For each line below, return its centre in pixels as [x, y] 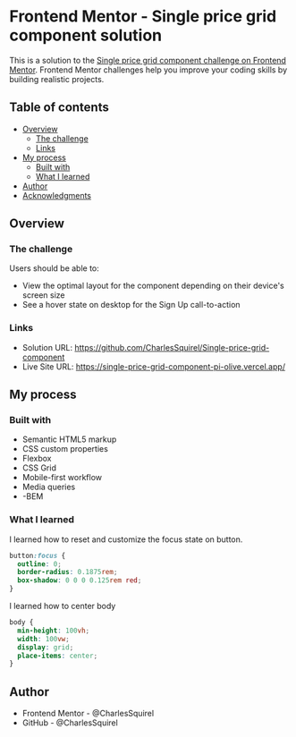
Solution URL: [47, 347]
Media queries [49, 487]
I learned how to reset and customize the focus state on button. [126, 539]
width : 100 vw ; [43, 639]
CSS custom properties [65, 449]
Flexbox [37, 459]
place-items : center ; [58, 656]
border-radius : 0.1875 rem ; [68, 572]
